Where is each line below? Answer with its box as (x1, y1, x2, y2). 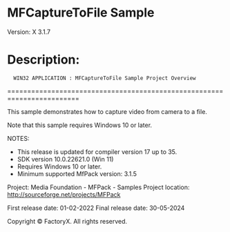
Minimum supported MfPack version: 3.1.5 (17, 169, 137, 177)
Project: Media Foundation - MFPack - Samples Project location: (7, 183, 190, 191)
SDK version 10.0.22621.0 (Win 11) (17, 155, 114, 163)
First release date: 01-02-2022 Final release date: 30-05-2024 (7, 204, 185, 212)
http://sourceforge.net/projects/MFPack (7, 190, 121, 198)
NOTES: (7, 134, 30, 142)
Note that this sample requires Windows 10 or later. (7, 121, 153, 129)
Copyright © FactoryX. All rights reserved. (7, 217, 128, 225)
